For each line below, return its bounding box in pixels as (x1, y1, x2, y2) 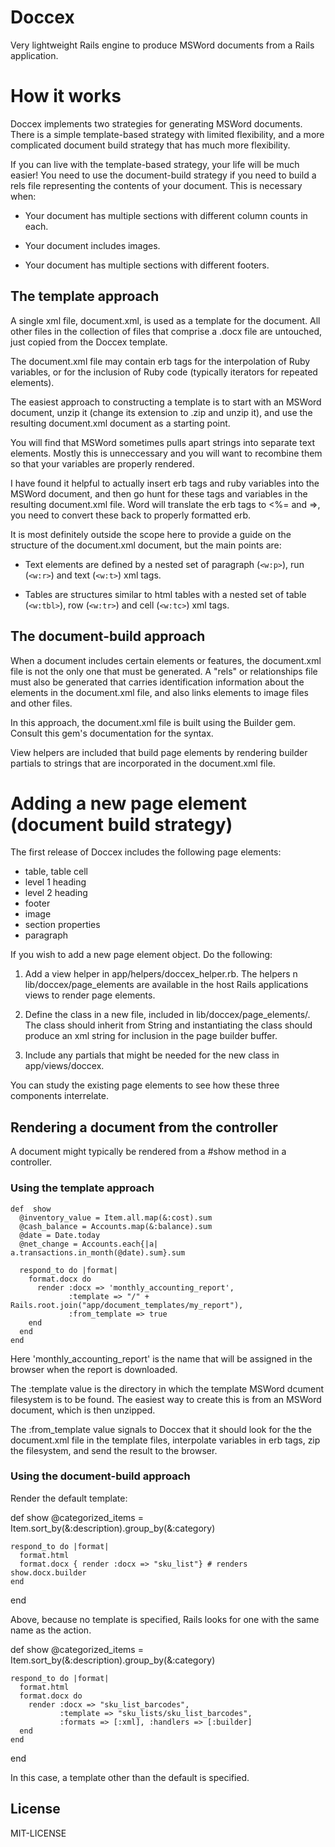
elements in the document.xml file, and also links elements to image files (10, 686, 309, 698)
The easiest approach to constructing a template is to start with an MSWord (10, 396, 322, 408)
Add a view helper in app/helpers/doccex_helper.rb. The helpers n (24, 968, 298, 980)
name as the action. (10, 1624, 92, 1636)
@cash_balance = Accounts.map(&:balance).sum (19, 1221, 213, 1231)
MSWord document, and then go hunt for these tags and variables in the (10, 487, 308, 500)
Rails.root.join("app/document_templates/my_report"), (10, 1300, 244, 1310)
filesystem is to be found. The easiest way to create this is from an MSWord (10, 1393, 322, 1405)
